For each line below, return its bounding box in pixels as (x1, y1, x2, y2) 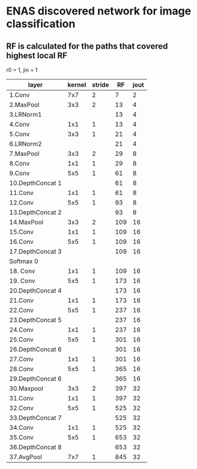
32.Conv (9, 404, 34, 412)
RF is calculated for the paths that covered (6, 41, 168, 51)
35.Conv (9, 433, 34, 441)
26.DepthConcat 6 (9, 345, 62, 353)
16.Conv (9, 238, 34, 246)
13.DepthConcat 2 (9, 208, 62, 216)
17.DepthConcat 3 (9, 247, 62, 255)
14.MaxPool (9, 218, 44, 226)
